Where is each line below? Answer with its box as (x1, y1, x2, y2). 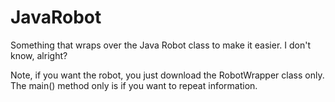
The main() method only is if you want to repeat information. (10, 79, 258, 91)
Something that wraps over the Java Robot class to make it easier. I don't (10, 39, 311, 51)
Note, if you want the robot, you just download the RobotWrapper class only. (10, 69, 325, 81)
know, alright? (10, 49, 68, 61)
